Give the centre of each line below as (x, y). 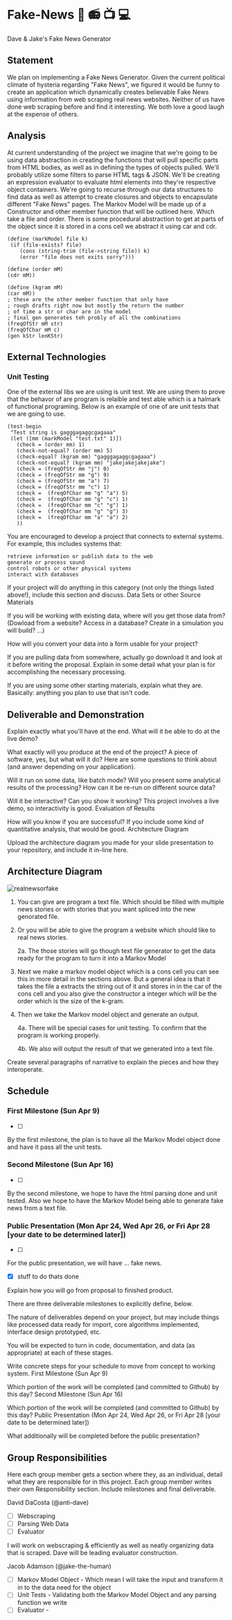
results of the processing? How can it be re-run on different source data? (111, 788)
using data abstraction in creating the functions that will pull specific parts (113, 160)
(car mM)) (21, 293)
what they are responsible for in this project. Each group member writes (110, 1482)
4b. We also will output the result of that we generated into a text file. (116, 1048)
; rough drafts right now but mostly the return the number (96, 306)
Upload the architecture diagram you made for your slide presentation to (110, 843)
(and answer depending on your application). (71, 767)
